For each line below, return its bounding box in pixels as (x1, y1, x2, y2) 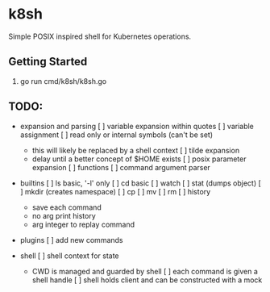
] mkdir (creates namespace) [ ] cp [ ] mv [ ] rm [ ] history (19, 186, 211, 196)
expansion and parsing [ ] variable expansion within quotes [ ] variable (19, 121, 254, 131)
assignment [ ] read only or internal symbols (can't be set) (19, 130, 214, 140)
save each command (31, 202, 102, 212)
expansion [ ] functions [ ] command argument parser (31, 162, 211, 172)
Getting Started (8, 55, 88, 69)
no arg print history (31, 211, 97, 220)
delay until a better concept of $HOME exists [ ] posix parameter (31, 154, 247, 164)
